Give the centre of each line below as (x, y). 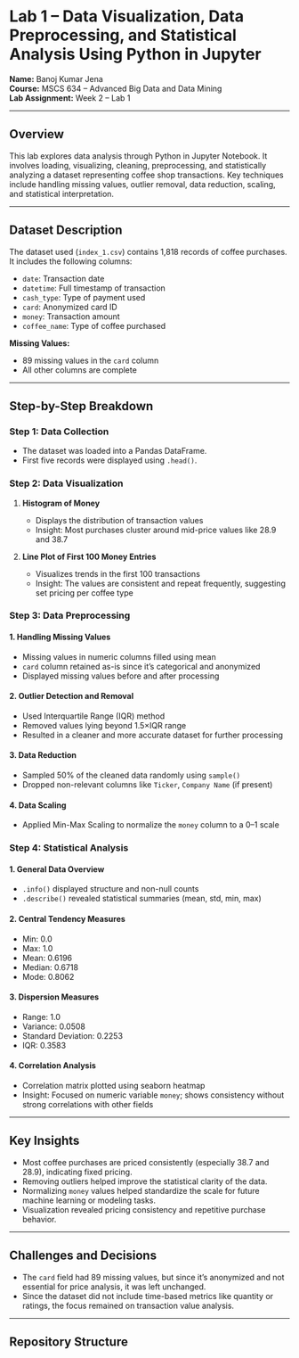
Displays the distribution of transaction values (119, 520)
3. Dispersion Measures (54, 997)
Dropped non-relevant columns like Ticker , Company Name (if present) (147, 785)
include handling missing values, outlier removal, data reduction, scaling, (142, 184)
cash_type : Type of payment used (84, 297)
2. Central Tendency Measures (68, 919)
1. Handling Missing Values (60, 637)
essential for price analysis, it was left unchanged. (114, 1287)
